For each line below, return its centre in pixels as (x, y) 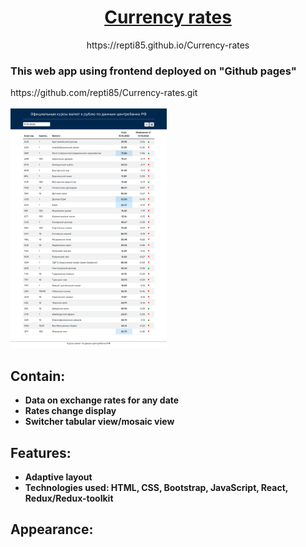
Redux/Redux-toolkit (69, 498)
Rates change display (70, 411)
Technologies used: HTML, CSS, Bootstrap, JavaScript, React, (156, 488)
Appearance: (52, 529)
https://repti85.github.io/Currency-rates (168, 45)
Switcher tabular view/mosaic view (99, 422)
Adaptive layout (58, 477)
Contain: (38, 376)
